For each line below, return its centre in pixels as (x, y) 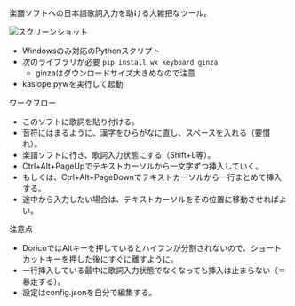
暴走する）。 (44, 281)
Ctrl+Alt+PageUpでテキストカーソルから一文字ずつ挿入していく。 (143, 166)
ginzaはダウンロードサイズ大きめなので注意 (116, 73)
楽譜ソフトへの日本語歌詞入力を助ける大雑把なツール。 (110, 13)
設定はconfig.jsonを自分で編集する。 (89, 292)
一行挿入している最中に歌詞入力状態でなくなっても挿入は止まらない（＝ (154, 270)
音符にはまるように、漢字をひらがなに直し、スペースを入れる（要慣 (146, 133)
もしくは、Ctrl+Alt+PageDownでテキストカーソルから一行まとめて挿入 (152, 177)
